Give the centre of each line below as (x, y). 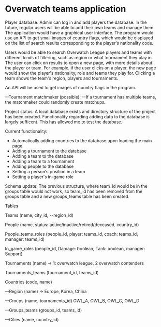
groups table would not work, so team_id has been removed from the (74, 191)
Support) (14, 254)
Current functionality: (26, 131)
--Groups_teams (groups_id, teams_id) (44, 310)
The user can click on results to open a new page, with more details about (79, 63)
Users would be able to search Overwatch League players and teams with (79, 52)
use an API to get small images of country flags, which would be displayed (79, 38)
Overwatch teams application (66, 9)
